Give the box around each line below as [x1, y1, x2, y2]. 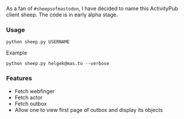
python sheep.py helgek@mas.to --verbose [6, 61, 110, 67]
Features [6, 74, 32, 83]
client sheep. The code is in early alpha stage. [6, 11, 118, 18]
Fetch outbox [14, 100, 47, 107]
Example [6, 49, 28, 56]
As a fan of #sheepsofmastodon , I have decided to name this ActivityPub [6, 5, 179, 12]
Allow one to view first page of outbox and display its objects [14, 106, 163, 113]
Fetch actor [14, 94, 43, 101]
